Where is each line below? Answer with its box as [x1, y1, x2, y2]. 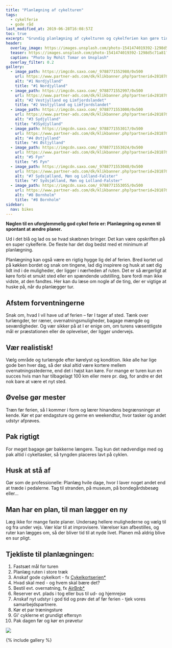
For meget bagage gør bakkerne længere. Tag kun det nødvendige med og [6, 446, 163, 452]
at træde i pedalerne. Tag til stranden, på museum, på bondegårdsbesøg [6, 485, 159, 491]
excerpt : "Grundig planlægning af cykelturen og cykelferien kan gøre [6, 36, 159, 41]
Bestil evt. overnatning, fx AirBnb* [13, 585, 85, 591]
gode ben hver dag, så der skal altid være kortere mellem [6, 362, 127, 368]
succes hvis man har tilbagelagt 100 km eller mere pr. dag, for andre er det [6, 373, 163, 379]
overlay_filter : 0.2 [10, 60, 54, 65]
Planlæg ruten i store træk [13, 569, 68, 575]
